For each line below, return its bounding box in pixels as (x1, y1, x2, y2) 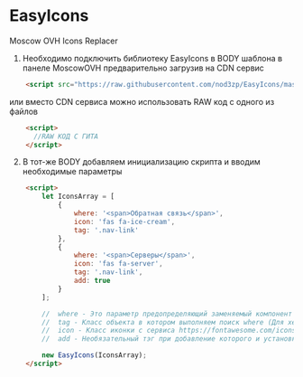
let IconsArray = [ (41, 192, 115, 202)
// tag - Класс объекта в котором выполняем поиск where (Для (41, 317, 284, 326)
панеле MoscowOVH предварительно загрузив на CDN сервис (22, 62, 264, 73)
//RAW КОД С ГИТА (32, 132, 99, 141)
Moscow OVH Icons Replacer (9, 35, 119, 46)
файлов (9, 106, 39, 117)
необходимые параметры (22, 166, 123, 177)
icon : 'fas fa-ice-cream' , (73, 217, 176, 226)
